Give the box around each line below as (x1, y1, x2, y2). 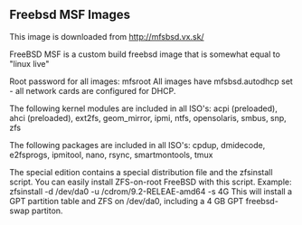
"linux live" (9, 58, 50, 69)
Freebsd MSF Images (9, 7, 131, 23)
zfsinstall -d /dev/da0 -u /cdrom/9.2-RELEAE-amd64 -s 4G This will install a (9, 185, 292, 197)
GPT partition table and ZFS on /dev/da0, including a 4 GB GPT (9, 195, 244, 206)
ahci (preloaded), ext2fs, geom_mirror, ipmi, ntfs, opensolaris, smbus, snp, (9, 112, 287, 123)
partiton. (31, 205, 63, 216)
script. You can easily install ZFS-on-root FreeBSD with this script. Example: (9, 176, 292, 187)
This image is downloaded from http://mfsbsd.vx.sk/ (9, 31, 205, 42)
